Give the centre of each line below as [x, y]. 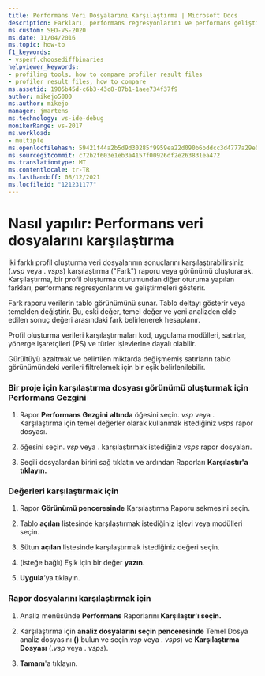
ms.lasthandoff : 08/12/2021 [54, 177]
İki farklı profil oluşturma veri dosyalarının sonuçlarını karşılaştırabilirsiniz [126, 262]
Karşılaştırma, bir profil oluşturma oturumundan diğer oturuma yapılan [121, 279]
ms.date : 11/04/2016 [42, 38]
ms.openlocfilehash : [42, 148]
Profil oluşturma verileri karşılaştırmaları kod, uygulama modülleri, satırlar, [127, 335]
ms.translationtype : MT [47, 163]
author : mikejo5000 [40, 96]
